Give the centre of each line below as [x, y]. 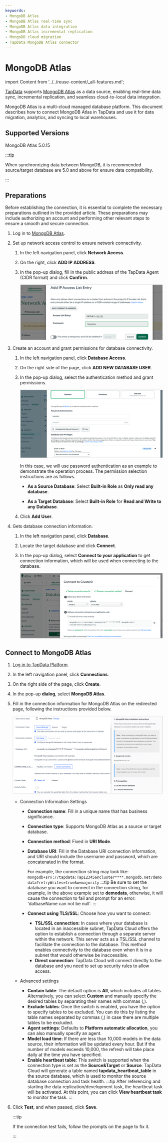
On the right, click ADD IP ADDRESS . [58, 263]
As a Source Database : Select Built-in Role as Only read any [90, 486]
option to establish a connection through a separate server [95, 934]
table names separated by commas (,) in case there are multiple [93, 1017]
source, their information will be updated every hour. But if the [91, 1044]
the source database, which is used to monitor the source [87, 1076]
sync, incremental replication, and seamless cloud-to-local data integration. [83, 97]
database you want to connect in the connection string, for [88, 888]
